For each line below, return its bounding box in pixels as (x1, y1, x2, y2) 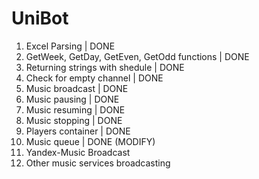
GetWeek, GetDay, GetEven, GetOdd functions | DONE (25, 50, 250, 62)
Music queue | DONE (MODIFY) (25, 135, 156, 147)
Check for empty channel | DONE (25, 72, 164, 84)
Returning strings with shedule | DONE (25, 61, 185, 73)
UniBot (11, 7, 69, 30)
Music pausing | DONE (25, 93, 120, 105)
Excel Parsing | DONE (25, 40, 116, 52)
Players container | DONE (25, 125, 131, 137)
